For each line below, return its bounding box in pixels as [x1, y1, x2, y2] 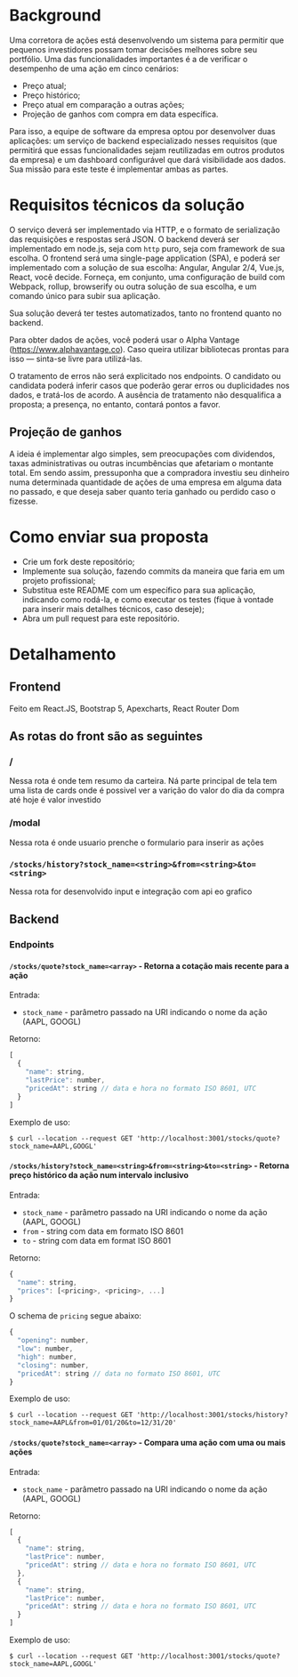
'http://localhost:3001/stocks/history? [136, 1411, 289, 1420]
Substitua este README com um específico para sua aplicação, [21, 585, 256, 595]
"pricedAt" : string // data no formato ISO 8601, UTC [17, 1369, 221, 1378]
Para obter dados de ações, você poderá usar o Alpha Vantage [9, 335, 240, 345]
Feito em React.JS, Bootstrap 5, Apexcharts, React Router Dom [9, 703, 240, 714]
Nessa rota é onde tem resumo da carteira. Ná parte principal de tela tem [9, 776, 278, 786]
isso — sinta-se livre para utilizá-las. [9, 353, 143, 364]
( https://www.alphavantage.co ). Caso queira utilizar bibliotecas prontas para [9, 343, 289, 354]
